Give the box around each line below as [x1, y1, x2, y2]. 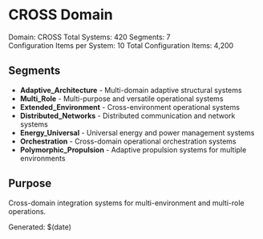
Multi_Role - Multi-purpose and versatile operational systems [19, 94, 224, 103]
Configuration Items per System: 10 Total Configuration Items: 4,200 [8, 40, 234, 50]
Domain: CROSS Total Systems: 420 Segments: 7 [8, 32, 171, 42]
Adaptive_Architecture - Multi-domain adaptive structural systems [19, 85, 242, 95]
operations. [8, 206, 47, 216]
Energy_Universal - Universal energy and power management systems [19, 128, 255, 137]
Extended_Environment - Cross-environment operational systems [19, 102, 241, 111]
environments [19, 153, 66, 163]
